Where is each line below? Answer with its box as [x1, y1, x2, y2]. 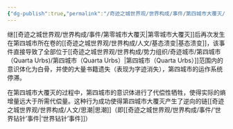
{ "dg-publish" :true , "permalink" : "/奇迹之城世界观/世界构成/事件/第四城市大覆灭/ [7, 10, 225, 17]
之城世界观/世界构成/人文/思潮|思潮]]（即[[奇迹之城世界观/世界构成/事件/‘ [7, 105, 215, 114]
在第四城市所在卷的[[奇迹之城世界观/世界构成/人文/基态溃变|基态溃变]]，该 [7, 39, 220, 47]
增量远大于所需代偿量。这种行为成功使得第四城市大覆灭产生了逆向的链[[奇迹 [7, 96, 225, 105]
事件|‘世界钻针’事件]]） [26, 114, 92, 122]
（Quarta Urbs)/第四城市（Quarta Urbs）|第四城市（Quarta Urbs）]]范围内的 [7, 56, 223, 64]
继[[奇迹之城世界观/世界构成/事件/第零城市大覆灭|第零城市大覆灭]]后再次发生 [7, 30, 225, 38]
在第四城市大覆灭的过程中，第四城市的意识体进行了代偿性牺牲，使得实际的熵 [7, 88, 226, 96]
